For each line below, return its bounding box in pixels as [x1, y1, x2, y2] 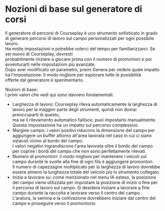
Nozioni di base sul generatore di [5, 3, 142, 15]
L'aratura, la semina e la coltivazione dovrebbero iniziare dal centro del [12, 195, 156, 201]
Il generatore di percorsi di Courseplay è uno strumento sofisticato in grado [5, 30, 158, 36]
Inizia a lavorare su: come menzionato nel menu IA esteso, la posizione [12, 174, 156, 180]
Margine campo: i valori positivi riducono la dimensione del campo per [12, 127, 155, 133]
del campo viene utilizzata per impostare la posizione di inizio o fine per [12, 179, 158, 185]
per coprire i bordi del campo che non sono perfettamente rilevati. [12, 148, 146, 154]
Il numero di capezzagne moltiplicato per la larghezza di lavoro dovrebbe [12, 163, 161, 170]
